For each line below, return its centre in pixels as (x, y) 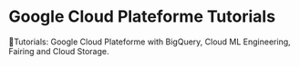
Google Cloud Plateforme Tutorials (142, 17)
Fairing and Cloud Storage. (59, 51)
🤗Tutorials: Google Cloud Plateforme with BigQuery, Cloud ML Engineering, (150, 42)
